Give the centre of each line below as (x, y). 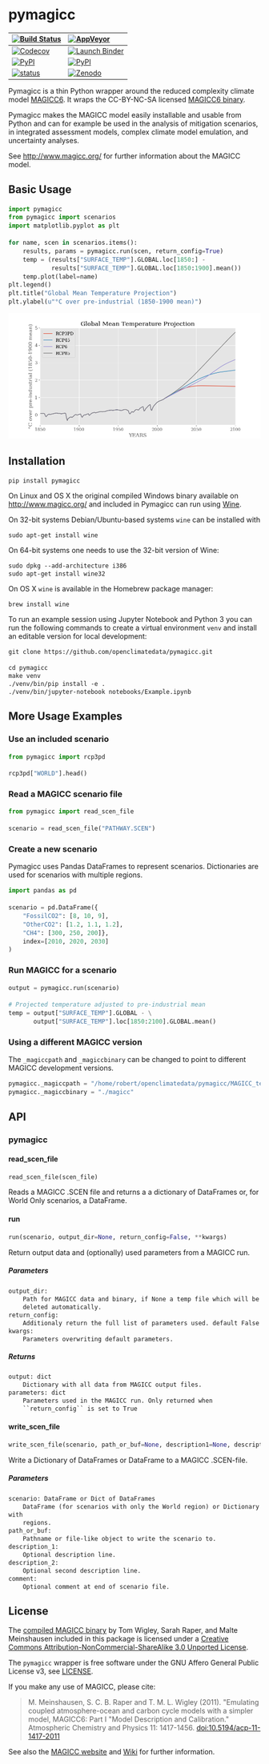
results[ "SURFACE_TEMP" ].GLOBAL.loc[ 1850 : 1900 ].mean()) (146, 268)
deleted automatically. (62, 1307)
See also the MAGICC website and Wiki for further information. (112, 1752)
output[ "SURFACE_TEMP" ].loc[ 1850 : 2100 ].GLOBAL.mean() (125, 1022)
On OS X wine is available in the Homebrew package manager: (111, 588)
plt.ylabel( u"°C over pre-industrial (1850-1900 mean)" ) (105, 302)
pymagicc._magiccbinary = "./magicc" (71, 1092)
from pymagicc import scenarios (62, 218)
